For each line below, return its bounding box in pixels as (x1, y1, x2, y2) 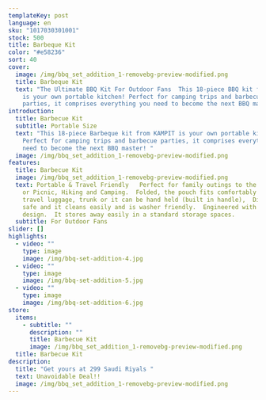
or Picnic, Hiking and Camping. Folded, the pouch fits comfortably (22, 188, 257, 196)
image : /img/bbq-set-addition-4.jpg (22, 254, 144, 262)
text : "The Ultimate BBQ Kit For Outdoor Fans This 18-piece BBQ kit (15, 85, 253, 93)
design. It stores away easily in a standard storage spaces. (22, 211, 236, 219)
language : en (8, 19, 51, 27)
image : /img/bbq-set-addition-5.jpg (22, 276, 144, 285)
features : (8, 159, 41, 167)
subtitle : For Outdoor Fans (15, 218, 108, 226)
